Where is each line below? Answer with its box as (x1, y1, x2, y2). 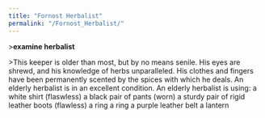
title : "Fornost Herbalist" (8, 11, 103, 20)
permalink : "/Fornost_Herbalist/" (8, 19, 125, 27)
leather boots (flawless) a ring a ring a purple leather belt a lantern (8, 100, 229, 110)
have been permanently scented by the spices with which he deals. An (8, 74, 244, 84)
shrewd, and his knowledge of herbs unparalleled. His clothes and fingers (8, 65, 254, 75)
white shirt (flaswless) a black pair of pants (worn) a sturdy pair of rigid (8, 91, 246, 101)
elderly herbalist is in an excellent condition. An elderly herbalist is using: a (8, 82, 257, 93)
